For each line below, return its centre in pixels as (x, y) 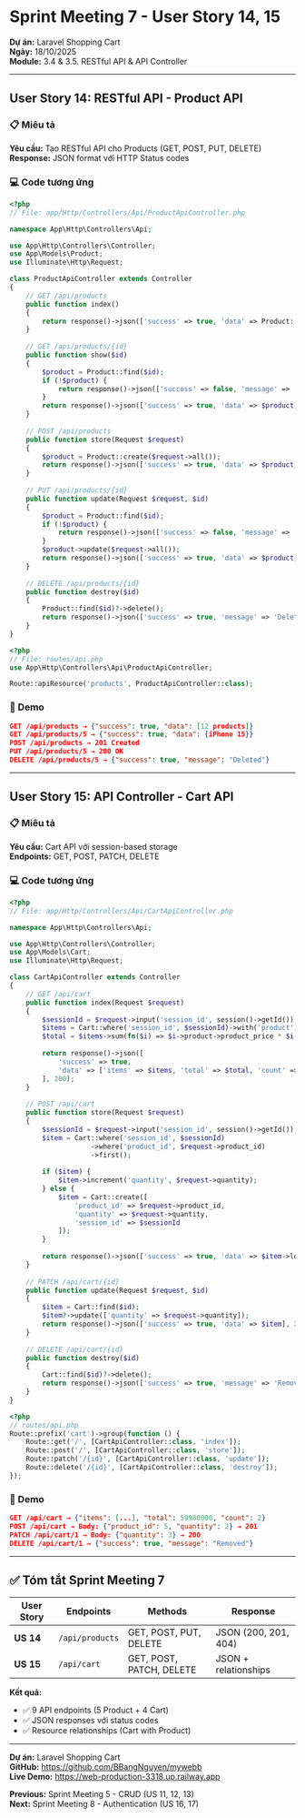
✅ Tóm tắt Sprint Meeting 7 (87, 1581)
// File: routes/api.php (56, 659)
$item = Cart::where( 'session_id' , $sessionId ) (133, 1138)
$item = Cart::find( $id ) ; (91, 1308)
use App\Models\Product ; (56, 254)
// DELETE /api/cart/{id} (75, 1349)
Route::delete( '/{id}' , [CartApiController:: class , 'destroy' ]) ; (152, 1468)
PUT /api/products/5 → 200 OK (67, 752)
